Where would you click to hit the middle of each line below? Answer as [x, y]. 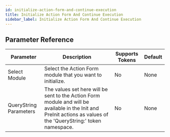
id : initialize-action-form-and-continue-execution [61, 10]
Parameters [22, 111]
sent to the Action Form [72, 96]
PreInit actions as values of [76, 115]
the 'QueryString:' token [73, 121]
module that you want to [73, 75]
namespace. [59, 127]
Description [77, 57]
